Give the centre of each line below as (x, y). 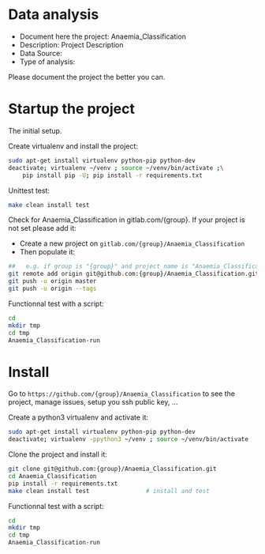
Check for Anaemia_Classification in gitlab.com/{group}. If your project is (127, 220)
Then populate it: (47, 252)
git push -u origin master (52, 281)
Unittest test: (29, 190)
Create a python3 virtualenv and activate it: (78, 417)
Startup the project (72, 109)
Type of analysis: (47, 62)
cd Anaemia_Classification (52, 476)
